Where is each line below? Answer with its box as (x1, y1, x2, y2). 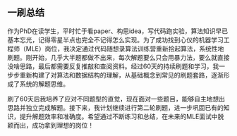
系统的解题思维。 (19, 80, 69, 88)
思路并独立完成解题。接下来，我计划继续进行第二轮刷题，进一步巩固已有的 (7, 103, 224, 111)
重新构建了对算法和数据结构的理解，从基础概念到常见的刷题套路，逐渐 (19, 70, 224, 79)
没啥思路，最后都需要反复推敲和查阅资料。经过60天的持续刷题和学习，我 (7, 62, 219, 70)
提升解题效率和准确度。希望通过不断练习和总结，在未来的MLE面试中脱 (19, 112, 224, 120)
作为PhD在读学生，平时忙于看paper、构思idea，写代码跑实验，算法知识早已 (7, 27, 229, 35)
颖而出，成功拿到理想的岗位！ (7, 120, 94, 129)
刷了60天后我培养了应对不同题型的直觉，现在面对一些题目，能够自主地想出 (7, 94, 226, 103)
